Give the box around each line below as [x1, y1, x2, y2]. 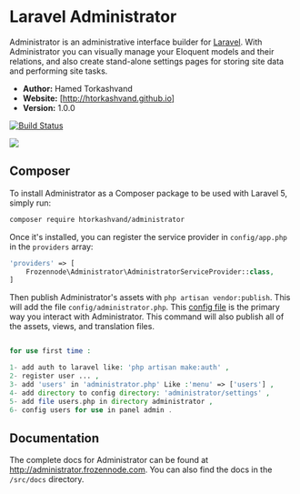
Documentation [9, 430, 100, 446]
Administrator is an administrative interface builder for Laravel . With [9, 36, 263, 47]
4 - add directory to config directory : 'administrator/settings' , [9, 388, 271, 398]
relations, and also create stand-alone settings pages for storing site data [9, 55, 285, 66]
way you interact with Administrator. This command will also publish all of [9, 311, 285, 322]
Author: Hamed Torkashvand [22, 83, 134, 94]
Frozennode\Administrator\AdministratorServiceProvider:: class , [25, 267, 275, 277]
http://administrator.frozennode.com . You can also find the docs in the [9, 464, 273, 475]
